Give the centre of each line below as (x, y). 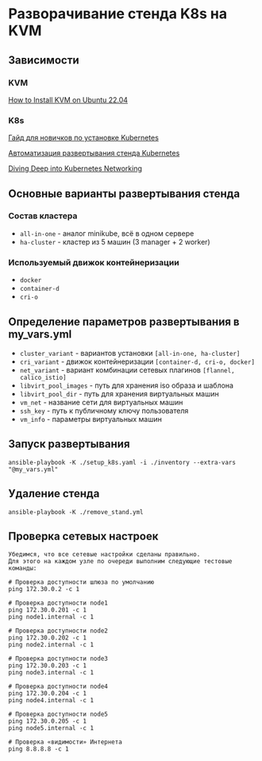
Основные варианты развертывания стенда (124, 193)
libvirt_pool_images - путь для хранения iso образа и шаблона (127, 385)
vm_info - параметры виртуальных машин (91, 419)
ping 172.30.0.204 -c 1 (48, 693)
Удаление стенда (54, 494)
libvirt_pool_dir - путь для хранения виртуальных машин (119, 393)
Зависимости (44, 60)
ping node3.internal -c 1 (51, 673)
